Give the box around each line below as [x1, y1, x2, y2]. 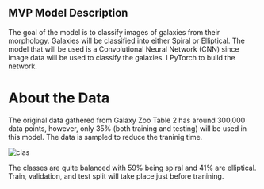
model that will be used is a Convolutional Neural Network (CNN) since [8, 44, 239, 54]
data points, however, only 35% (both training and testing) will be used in [8, 123, 247, 133]
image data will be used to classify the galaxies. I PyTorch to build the [8, 52, 235, 62]
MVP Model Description [8, 6, 128, 20]
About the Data [8, 89, 110, 106]
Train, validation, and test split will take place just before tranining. [8, 171, 224, 181]
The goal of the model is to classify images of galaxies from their [8, 27, 220, 37]
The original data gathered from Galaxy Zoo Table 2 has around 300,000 [8, 115, 246, 125]
